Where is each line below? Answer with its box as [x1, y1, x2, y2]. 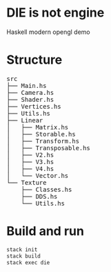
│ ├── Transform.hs [6, 137, 80, 145]
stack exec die [6, 259, 50, 266]
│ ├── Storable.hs [6, 130, 77, 138]
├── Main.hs [6, 82, 47, 89]
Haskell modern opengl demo [6, 28, 90, 36]
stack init [6, 246, 38, 253]
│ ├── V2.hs [6, 151, 54, 158]
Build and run [6, 224, 84, 239]
